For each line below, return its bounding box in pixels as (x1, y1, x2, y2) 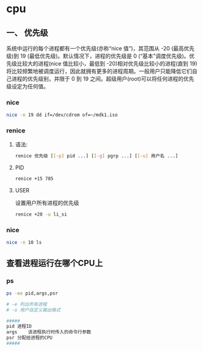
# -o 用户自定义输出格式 (6, 307, 61, 313)
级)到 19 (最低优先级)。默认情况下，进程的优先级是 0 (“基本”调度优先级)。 (6, 52, 190, 60)
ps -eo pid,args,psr (6, 290, 59, 296)
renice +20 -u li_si (15, 211, 67, 217)
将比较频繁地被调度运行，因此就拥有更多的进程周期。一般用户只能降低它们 (6, 67, 192, 75)
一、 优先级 (6, 27, 48, 38)
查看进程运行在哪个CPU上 (6, 257, 103, 268)
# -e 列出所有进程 (6, 301, 47, 307)
